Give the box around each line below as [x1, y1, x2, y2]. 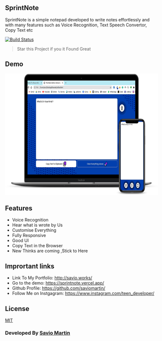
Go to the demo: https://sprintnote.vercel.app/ [12, 280, 104, 286]
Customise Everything [12, 227, 57, 233]
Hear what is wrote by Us [12, 222, 63, 228]
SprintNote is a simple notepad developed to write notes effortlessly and [5, 17, 150, 22]
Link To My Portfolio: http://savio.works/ [12, 275, 93, 281]
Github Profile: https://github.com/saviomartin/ [12, 285, 106, 291]
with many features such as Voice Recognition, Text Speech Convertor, [5, 22, 147, 28]
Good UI [12, 238, 29, 243]
